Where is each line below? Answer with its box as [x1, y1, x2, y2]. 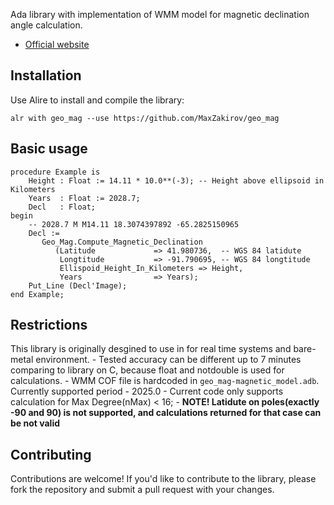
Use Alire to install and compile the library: [10, 94, 185, 106]
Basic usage [10, 140, 88, 158]
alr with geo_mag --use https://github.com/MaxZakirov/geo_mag [10, 113, 280, 123]
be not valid [10, 417, 61, 429]
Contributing [10, 446, 92, 463]
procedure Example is [10, 167, 101, 177]
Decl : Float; [28, 202, 97, 212]
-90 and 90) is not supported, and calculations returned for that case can [10, 407, 322, 419]
